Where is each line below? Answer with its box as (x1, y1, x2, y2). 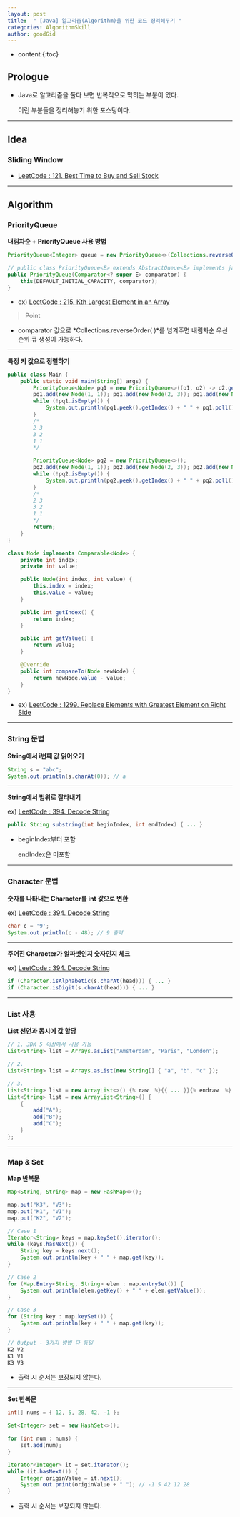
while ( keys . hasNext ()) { (7, 1241, 84, 1248)
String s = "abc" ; (7, 766, 62, 773)
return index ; (33, 616, 75, 623)
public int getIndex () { (20, 608, 94, 616)
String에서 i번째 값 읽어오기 (7, 751, 84, 760)
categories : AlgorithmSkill (7, 24, 91, 31)
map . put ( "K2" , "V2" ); (7, 1215, 72, 1222)
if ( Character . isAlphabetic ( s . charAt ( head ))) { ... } (7, 977, 171, 985)
